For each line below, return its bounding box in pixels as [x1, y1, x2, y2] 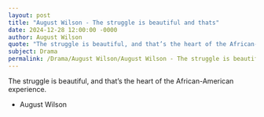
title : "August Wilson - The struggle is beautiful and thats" [8, 19, 220, 27]
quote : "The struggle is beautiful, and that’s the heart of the [8, 41, 226, 48]
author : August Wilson [8, 33, 82, 41]
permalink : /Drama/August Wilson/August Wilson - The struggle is [8, 55, 230, 63]
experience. [8, 84, 47, 94]
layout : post [8, 11, 51, 19]
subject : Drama [8, 48, 58, 55]
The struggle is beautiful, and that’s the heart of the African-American [8, 76, 234, 86]
